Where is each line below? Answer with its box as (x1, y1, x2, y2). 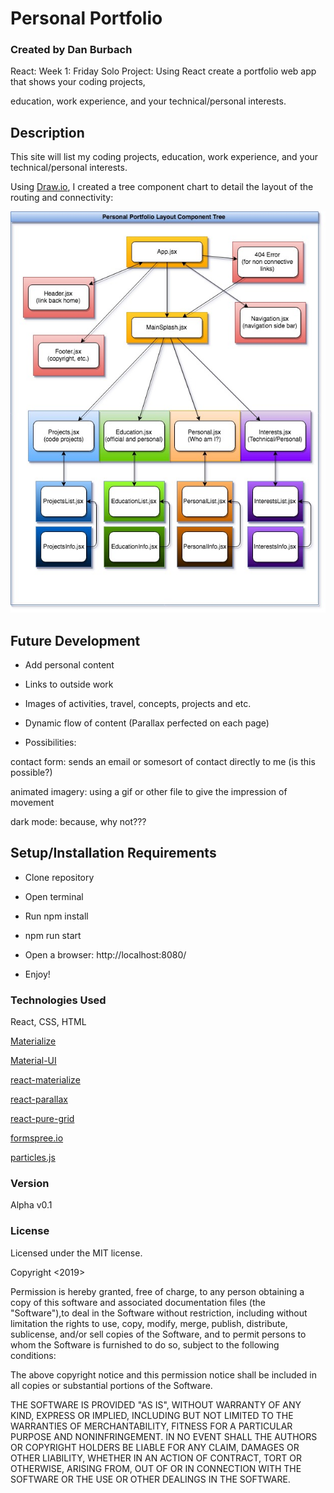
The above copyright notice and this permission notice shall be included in (10, 1368, 317, 1381)
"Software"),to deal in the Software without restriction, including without (10, 1307, 308, 1319)
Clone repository (24, 871, 95, 883)
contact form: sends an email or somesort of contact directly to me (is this (10, 756, 316, 767)
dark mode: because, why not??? (10, 816, 147, 827)
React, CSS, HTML (10, 1016, 87, 1028)
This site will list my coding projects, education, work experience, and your (10, 151, 319, 163)
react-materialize (10, 1074, 81, 1086)
